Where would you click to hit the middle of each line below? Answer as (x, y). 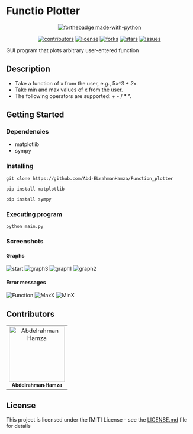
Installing (20, 166)
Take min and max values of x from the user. (69, 90)
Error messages (26, 282)
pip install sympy (29, 199)
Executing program (34, 214)
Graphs (15, 255)
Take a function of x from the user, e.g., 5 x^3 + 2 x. (76, 83)
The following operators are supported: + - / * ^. (73, 96)
